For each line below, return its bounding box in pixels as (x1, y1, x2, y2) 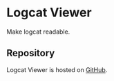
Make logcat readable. (6, 27, 70, 36)
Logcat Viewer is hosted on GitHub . (6, 65, 108, 73)
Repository (6, 47, 55, 59)
